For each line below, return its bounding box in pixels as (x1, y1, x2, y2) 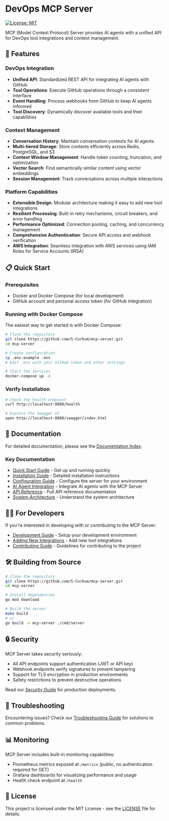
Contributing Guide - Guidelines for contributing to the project (12, 542, 141, 549)
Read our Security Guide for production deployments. (5, 686, 117, 693)
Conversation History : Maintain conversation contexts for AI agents (12, 138, 154, 144)
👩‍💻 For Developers (5, 509, 65, 517)
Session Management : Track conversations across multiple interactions (12, 176, 163, 182)
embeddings (12, 170, 39, 176)
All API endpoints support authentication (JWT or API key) (12, 661, 134, 667)
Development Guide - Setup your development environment (12, 532, 137, 538)
